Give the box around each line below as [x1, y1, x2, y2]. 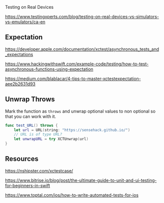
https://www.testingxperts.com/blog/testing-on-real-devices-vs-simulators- [5, 14, 159, 19]
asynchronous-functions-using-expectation [5, 66, 94, 72]
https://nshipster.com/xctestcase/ [5, 168, 73, 174]
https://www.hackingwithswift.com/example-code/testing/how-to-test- [5, 61, 149, 67]
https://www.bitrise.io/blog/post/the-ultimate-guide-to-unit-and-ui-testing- [5, 177, 157, 183]
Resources [5, 155, 39, 163]
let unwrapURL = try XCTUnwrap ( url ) [14, 137, 89, 142]
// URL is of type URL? [14, 132, 63, 137]
